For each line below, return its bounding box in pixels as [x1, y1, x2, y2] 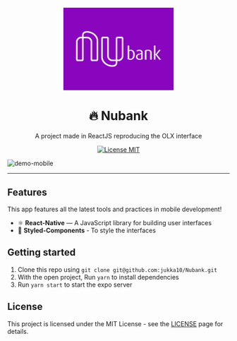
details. [7, 327, 29, 335]
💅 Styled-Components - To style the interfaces [17, 226, 157, 234]
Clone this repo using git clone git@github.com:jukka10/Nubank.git [17, 265, 217, 274]
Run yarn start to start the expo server [17, 280, 133, 289]
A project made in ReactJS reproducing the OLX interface [35, 132, 202, 140]
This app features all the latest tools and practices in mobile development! [7, 205, 222, 213]
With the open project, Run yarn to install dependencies [17, 273, 180, 281]
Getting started [7, 246, 76, 258]
